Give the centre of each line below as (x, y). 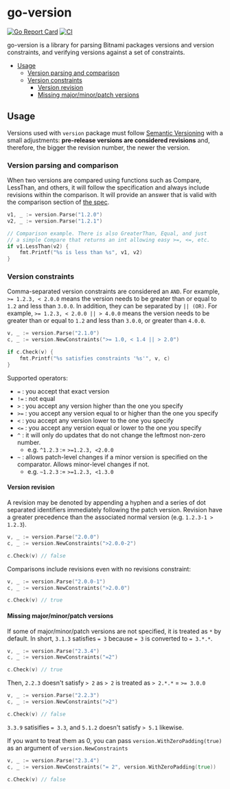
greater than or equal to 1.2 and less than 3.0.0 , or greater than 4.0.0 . (106, 321)
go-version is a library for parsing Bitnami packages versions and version (111, 45)
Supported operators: (38, 378)
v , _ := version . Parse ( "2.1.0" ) (53, 333)
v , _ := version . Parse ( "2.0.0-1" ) (57, 582)
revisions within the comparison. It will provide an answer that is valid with (112, 195)
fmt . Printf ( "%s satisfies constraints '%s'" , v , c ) (95, 358)
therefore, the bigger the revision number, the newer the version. (99, 147)
